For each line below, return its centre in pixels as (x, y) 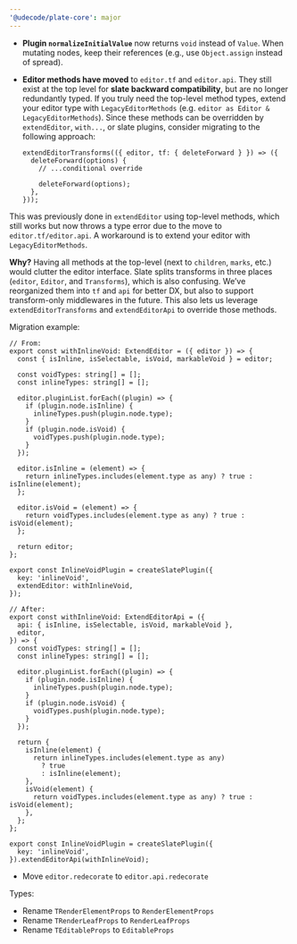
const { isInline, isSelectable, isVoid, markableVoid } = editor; (145, 358)
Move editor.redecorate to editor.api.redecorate (115, 876)
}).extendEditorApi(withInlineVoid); (79, 859)
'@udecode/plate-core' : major (66, 17)
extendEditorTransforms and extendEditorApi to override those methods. (143, 309)
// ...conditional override (91, 168)
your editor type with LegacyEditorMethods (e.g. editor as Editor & (146, 107)
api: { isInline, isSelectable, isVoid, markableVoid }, (125, 625)
